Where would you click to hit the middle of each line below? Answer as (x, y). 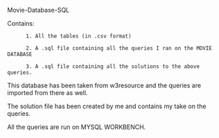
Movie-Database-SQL (38, 10)
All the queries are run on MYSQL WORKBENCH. (77, 127)
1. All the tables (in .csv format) (78, 36)
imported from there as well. (47, 93)
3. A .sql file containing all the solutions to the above (112, 67)
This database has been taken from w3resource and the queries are (104, 85)
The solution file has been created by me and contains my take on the (107, 106)
